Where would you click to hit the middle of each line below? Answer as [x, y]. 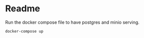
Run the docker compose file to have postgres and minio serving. [72, 22]
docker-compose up [24, 31]
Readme [23, 9]
